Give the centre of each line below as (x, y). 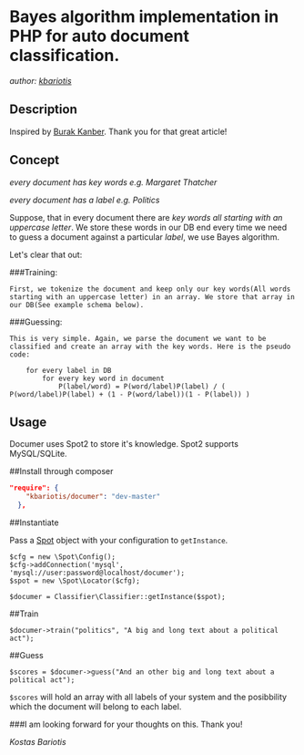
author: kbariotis (41, 80)
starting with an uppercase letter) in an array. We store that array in (152, 297)
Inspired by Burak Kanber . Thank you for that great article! (118, 131)
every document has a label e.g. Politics (85, 200)
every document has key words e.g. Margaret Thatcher (113, 182)
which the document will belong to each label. (96, 707)
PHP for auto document (99, 36)
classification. (65, 56)
